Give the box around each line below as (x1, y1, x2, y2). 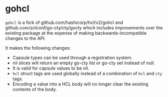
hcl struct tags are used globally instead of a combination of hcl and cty (12, 70, 162, 76)
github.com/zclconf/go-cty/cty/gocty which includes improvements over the (5, 24, 163, 30)
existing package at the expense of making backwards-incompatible (5, 30, 147, 36)
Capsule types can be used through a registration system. (12, 54, 133, 60)
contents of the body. (12, 86, 57, 92)
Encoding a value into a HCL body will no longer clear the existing (12, 81, 148, 87)
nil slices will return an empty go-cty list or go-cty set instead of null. (12, 60, 155, 66)
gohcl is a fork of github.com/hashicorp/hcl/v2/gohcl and (5, 19, 123, 25)
